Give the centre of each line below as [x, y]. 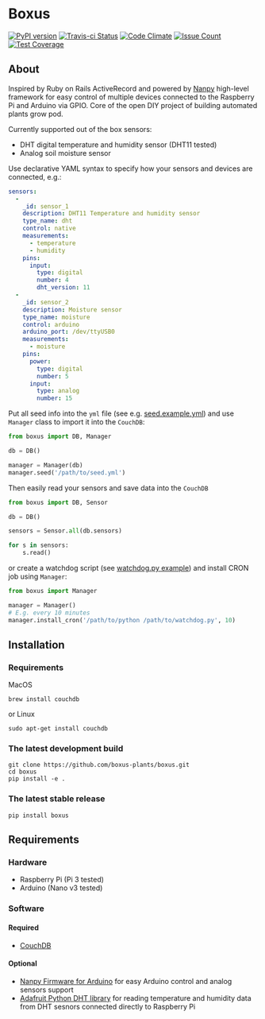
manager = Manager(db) [46, 465]
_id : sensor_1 [46, 206]
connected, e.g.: [35, 176]
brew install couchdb [44, 699]
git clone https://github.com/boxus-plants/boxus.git [99, 765]
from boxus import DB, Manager [60, 437]
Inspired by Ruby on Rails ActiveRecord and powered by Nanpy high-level [129, 88]
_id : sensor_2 [46, 302]
